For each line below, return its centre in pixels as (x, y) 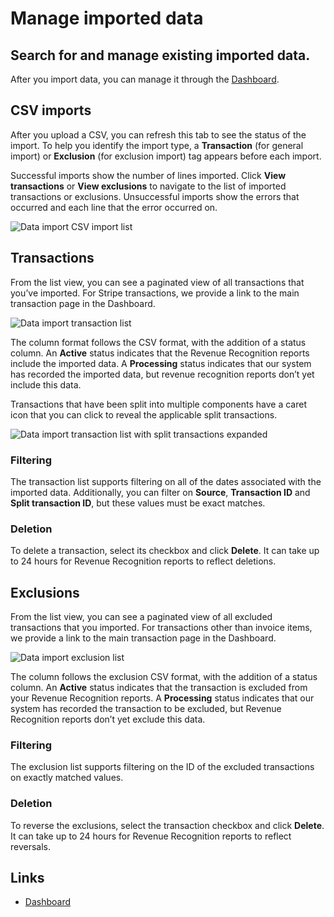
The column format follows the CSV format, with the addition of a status (158, 342)
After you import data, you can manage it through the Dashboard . (145, 79)
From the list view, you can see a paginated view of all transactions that (157, 282)
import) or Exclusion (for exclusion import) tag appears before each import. (166, 156)
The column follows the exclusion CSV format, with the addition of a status (164, 677)
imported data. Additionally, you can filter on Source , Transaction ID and (160, 492)
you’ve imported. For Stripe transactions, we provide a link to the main (155, 293)
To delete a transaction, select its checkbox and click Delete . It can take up (165, 551)
